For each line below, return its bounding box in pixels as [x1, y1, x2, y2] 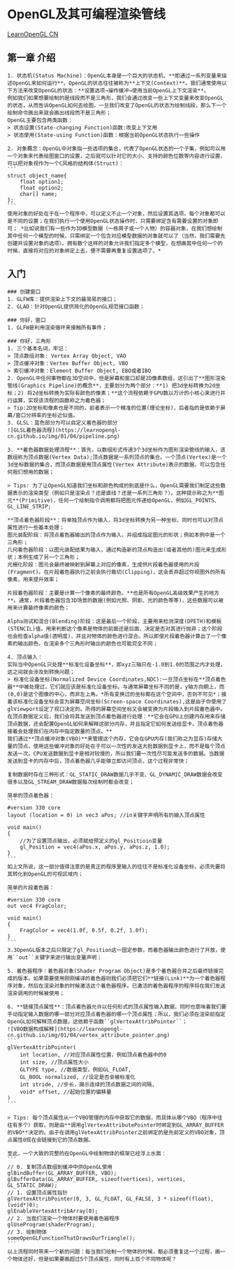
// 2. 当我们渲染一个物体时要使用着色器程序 [7, 1215, 120, 1222]
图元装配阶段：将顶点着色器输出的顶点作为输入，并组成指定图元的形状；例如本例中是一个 [7, 531, 226, 538]
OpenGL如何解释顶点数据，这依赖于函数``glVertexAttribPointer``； [7, 1018, 188, 1025]
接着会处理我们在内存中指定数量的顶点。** [7, 728, 113, 735]
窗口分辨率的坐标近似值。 [15, 411, 78, 419]
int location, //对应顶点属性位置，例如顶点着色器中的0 [20, 1051, 167, 1058]
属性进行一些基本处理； [7, 524, 65, 531]
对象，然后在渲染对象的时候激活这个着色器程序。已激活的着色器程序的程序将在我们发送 [12, 982, 226, 989]
